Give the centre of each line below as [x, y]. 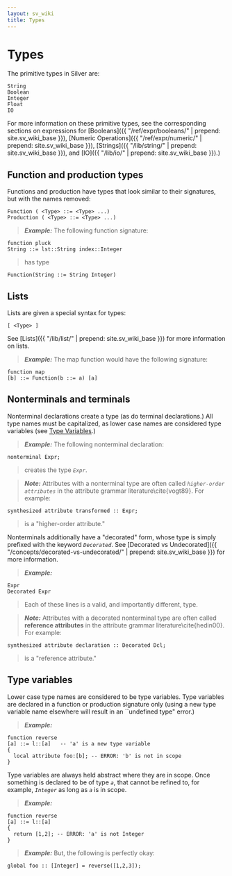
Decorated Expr [29, 591]
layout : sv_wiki [31, 14]
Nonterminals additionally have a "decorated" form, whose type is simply [112, 537]
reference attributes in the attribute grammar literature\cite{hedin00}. [124, 625]
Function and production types [75, 175]
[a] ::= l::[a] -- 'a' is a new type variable [79, 743]
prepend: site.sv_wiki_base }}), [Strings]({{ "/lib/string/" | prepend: [102, 146]
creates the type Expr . [56, 470]
